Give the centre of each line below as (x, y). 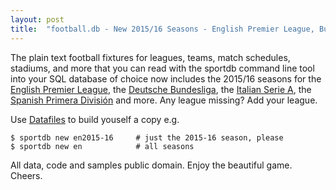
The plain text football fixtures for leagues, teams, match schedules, (150, 57)
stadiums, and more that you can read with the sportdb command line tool (162, 68)
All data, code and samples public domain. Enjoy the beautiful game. (151, 165)
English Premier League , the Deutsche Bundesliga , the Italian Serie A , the (161, 89)
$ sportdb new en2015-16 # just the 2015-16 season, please (147, 137)
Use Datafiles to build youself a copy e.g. (95, 119)
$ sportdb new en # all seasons (102, 146)
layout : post (37, 19)
